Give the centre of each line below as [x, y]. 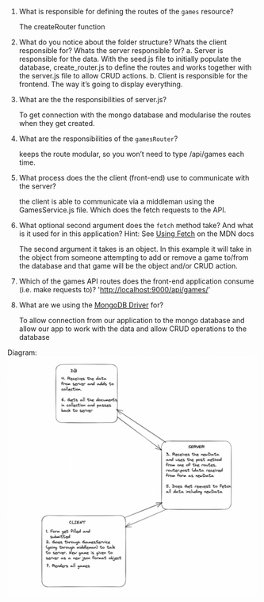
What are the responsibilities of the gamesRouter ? [98, 139]
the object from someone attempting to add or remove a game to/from [134, 257]
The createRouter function [62, 27]
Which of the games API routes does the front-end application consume [136, 281]
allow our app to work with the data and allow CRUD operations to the [133, 329]
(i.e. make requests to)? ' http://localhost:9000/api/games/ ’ [115, 290]
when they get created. [57, 123]
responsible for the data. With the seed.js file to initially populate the [130, 59]
